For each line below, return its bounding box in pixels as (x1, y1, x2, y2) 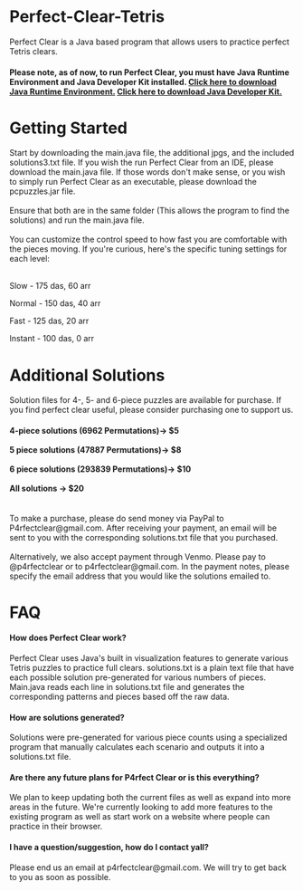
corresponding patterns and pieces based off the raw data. (9, 691, 230, 702)
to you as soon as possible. (9, 871, 111, 882)
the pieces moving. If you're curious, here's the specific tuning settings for (9, 244, 288, 254)
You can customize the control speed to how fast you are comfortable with (9, 234, 288, 245)
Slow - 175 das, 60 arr (9, 281, 91, 292)
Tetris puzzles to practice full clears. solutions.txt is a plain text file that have (9, 663, 295, 673)
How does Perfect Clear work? (9, 632, 127, 644)
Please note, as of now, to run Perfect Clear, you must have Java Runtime (9, 66, 289, 78)
